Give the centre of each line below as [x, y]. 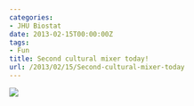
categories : [31, 17]
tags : [19, 42]
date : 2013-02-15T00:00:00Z [61, 34]
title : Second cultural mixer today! [79, 59]
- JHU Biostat [36, 26]
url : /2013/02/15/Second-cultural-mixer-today [97, 68]
